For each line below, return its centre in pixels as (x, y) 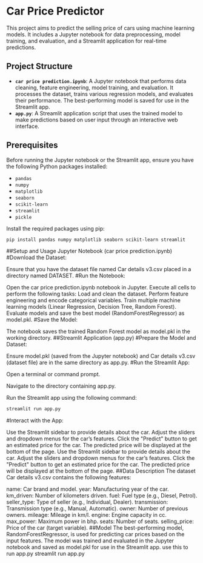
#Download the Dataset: (36, 258)
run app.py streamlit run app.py (45, 554)
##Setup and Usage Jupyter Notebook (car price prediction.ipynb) (89, 251)
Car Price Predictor (55, 11)
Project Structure (39, 66)
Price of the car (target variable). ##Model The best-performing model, (95, 528)
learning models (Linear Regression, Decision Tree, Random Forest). (92, 307)
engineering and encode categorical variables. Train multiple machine (93, 300)
